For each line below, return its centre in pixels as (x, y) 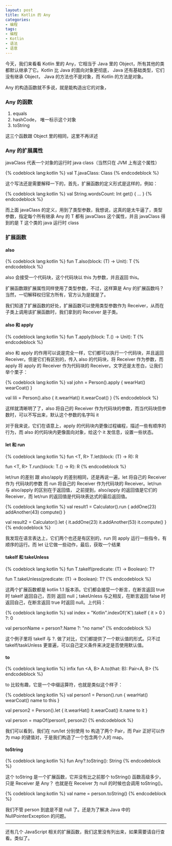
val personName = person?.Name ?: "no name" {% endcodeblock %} (78, 628)
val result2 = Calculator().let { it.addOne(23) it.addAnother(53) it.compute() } (86, 522)
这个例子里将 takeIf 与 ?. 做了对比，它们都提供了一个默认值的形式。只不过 (83, 638)
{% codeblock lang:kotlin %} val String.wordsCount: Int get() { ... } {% (79, 194)
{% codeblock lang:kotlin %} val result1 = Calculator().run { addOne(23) (81, 506)
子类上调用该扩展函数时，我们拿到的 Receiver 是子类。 (63, 312)
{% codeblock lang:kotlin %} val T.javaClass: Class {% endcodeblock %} (82, 173)
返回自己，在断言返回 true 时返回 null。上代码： (56, 602)
